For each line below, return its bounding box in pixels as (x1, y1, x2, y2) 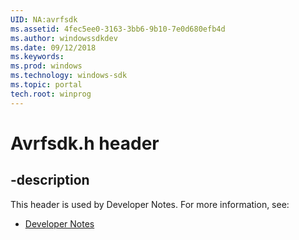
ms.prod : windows (10, 61, 83, 71)
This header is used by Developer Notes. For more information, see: (10, 198, 290, 210)
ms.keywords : (10, 52, 65, 62)
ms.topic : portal (10, 80, 83, 90)
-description (10, 172, 90, 189)
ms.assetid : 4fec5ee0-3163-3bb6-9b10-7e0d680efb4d (10, 24, 226, 34)
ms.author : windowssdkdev (10, 33, 118, 43)
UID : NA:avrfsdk (10, 14, 78, 25)
